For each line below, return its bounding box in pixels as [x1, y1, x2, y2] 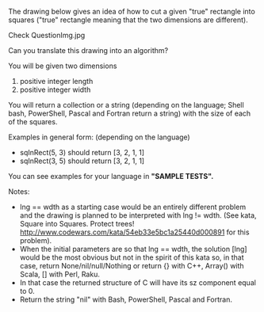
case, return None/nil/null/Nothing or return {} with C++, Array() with [19, 261, 244, 270]
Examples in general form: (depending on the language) [8, 132, 190, 142]
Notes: [8, 187, 30, 196]
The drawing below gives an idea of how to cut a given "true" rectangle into [8, 7, 255, 16]
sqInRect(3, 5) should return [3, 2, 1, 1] [19, 156, 145, 166]
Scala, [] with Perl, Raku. [19, 269, 101, 279]
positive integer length [19, 77, 94, 86]
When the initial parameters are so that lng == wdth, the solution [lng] [19, 245, 247, 253]
